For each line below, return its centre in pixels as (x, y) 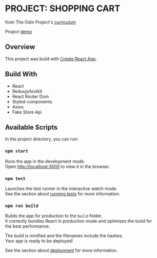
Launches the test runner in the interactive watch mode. (61, 188)
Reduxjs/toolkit (27, 91)
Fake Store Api (27, 112)
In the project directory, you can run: (42, 139)
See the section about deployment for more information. (61, 251)
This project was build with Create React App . (51, 59)
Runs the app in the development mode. (45, 161)
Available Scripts (31, 127)
